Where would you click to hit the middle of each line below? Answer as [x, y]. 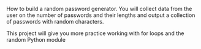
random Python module [36, 40]
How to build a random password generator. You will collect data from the [99, 9]
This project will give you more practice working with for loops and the [95, 33]
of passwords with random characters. [55, 21]
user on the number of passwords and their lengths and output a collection [101, 15]
